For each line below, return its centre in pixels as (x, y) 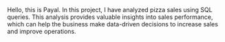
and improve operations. (42, 31)
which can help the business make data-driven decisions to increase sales (113, 24)
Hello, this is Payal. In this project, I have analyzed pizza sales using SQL (110, 10)
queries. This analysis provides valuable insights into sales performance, (110, 17)
